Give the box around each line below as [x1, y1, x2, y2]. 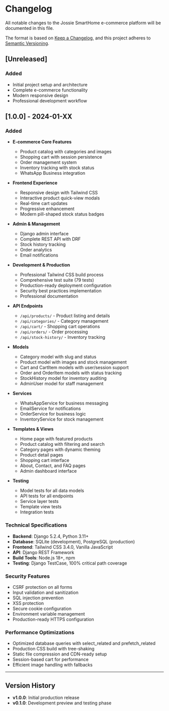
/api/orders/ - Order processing [20, 329, 88, 335]
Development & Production [12, 262, 70, 268]
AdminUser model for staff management [20, 381, 104, 387]
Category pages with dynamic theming [20, 446, 101, 452]
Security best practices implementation [20, 288, 102, 294]
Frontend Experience [12, 180, 58, 186]
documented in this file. [5, 25, 54, 31]
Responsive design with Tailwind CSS [20, 190, 98, 196]
